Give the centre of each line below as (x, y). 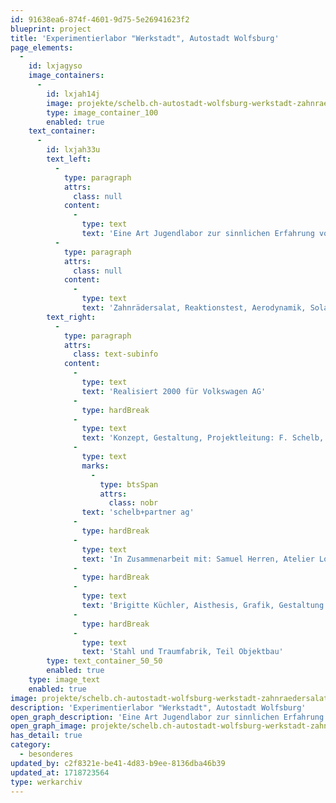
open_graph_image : (48, 726)
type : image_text (64, 680)
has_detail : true (46, 736)
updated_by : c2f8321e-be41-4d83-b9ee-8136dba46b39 (118, 763)
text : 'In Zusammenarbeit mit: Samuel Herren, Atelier (198, 559)
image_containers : (66, 76)
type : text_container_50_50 (104, 661)
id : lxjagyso (55, 66)
